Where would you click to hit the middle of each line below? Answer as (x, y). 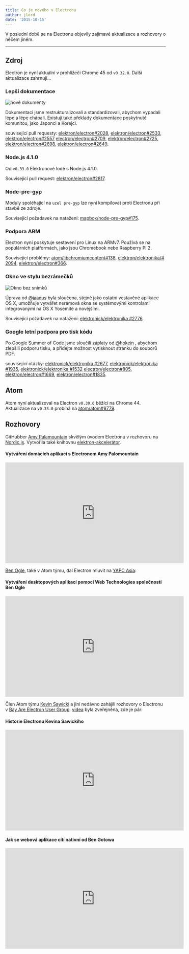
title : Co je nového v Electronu (41, 10)
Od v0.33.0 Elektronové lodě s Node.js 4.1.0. (52, 168)
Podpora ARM (23, 231)
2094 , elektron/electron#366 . (36, 263)
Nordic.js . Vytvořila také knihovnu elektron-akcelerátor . (63, 442)
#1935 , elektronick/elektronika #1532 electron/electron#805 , (69, 369)
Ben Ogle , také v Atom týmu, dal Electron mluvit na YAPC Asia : (71, 570)
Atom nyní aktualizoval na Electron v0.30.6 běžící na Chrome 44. (73, 403)
